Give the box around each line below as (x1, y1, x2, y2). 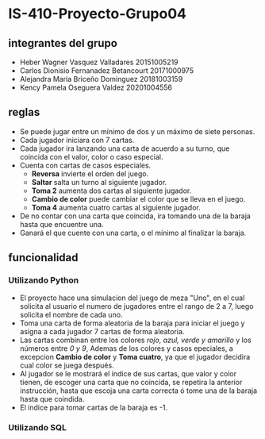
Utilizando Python (8, 275, 79, 286)
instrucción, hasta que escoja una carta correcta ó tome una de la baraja (19, 386, 258, 395)
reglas (8, 106, 40, 119)
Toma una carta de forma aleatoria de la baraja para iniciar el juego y (19, 318, 245, 328)
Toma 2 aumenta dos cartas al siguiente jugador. (31, 186, 192, 195)
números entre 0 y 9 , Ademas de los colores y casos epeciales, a (19, 343, 234, 353)
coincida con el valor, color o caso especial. (19, 152, 163, 161)
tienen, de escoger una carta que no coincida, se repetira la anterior (19, 377, 243, 387)
